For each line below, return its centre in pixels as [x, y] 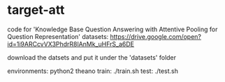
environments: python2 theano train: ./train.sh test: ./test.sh [93, 71]
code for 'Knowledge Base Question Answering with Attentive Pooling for [112, 29]
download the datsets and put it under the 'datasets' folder [92, 57]
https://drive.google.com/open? [155, 36]
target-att [36, 10]
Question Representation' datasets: [58, 36]
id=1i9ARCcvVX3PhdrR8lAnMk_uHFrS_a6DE [71, 44]
